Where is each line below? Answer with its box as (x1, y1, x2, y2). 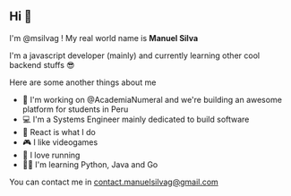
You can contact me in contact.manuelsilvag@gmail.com (9, 176, 219, 187)
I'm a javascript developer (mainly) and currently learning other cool (9, 50, 261, 61)
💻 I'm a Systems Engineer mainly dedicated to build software (21, 114, 250, 124)
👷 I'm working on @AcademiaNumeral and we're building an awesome (21, 94, 282, 105)
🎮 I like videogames (21, 136, 98, 148)
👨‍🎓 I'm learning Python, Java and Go (21, 158, 158, 170)
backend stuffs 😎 (9, 59, 75, 70)
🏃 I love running (21, 149, 81, 160)
